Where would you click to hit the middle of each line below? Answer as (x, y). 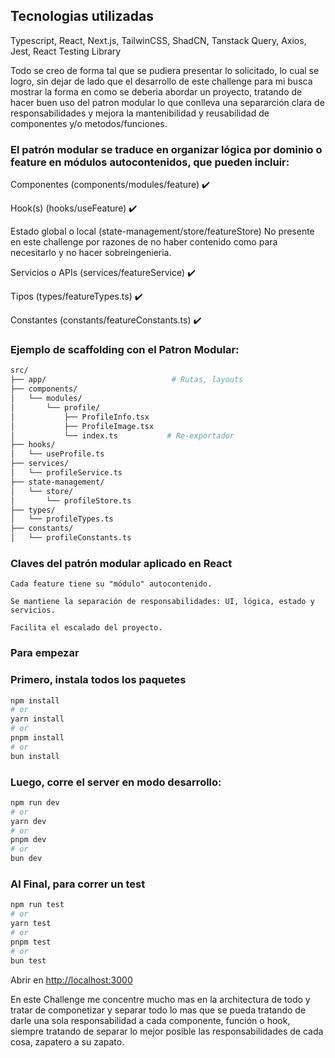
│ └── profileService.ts (66, 473)
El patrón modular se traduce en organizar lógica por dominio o (166, 149)
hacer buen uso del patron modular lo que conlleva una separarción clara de (167, 102)
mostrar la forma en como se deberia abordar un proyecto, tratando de (156, 91)
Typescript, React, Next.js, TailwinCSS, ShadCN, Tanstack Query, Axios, (158, 40)
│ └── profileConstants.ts (71, 538)
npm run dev (35, 802)
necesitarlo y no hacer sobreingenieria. (91, 253)
